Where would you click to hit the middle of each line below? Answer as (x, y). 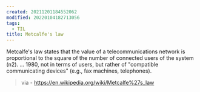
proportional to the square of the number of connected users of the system (100, 58)
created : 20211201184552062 (42, 12)
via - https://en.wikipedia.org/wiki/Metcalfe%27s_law (88, 83)
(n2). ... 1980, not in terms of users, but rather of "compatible (82, 65)
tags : (13, 23)
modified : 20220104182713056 (43, 18)
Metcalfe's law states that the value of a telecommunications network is (96, 51)
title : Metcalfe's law (35, 34)
